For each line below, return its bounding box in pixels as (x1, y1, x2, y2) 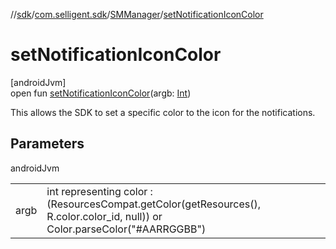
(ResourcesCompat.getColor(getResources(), (46, 197, 262, 211)
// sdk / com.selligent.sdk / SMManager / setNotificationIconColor (10, 9, 264, 20)
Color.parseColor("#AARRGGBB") (46, 222, 207, 236)
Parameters (10, 135, 85, 153)
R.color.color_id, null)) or (46, 209, 163, 223)
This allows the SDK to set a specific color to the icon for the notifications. (10, 106, 316, 118)
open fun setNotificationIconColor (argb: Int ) (10, 87, 192, 99)
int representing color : (46, 184, 153, 198)
